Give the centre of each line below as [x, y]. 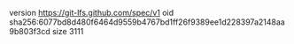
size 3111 [68, 31]
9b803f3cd [30, 31]
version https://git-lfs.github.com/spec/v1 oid [92, 13]
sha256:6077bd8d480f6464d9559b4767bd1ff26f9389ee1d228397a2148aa [147, 22]
